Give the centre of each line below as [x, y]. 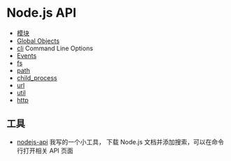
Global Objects [38, 40]
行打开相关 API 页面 [45, 151]
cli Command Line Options [55, 48]
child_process [37, 77]
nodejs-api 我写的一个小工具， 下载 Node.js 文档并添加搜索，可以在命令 [120, 141]
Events [27, 55]
